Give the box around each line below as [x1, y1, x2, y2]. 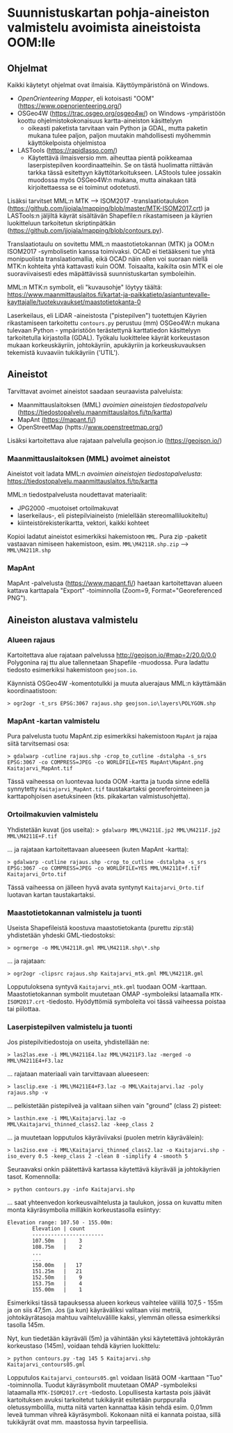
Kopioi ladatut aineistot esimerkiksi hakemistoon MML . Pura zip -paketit [7, 532, 207, 541]
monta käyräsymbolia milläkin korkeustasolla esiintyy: [7, 1206, 161, 1214]
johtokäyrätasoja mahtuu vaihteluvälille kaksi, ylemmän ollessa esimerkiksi [7, 1313, 220, 1322]
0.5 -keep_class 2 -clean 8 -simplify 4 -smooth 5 [38, 1153, 188, 1160]
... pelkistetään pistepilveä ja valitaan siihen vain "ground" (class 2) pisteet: [7, 1102, 222, 1110]
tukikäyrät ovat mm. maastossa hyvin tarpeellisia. [7, 1418, 148, 1427]
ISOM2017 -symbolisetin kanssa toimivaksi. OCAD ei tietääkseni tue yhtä [7, 248, 216, 255]
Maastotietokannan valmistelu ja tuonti [7, 908, 143, 918]
